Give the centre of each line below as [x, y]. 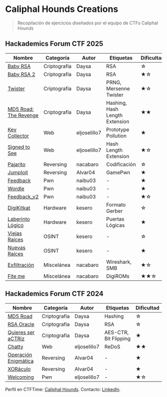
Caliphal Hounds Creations [62, 9]
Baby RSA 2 [22, 74]
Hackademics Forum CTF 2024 [54, 294]
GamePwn [118, 172]
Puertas [115, 219]
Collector [18, 136]
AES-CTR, [117, 332]
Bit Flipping [117, 338]
